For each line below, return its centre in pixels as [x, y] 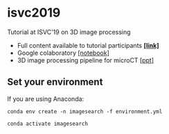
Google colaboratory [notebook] [63, 53]
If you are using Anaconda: [46, 99]
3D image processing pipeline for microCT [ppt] [86, 60]
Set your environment [55, 82]
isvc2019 [34, 13]
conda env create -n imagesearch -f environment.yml [85, 111]
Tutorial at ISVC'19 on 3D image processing [69, 32]
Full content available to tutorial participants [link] [88, 45]
